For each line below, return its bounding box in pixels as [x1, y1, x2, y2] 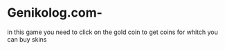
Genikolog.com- [7, 5, 102, 21]
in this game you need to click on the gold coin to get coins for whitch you [7, 28, 218, 36]
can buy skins [7, 35, 47, 43]
